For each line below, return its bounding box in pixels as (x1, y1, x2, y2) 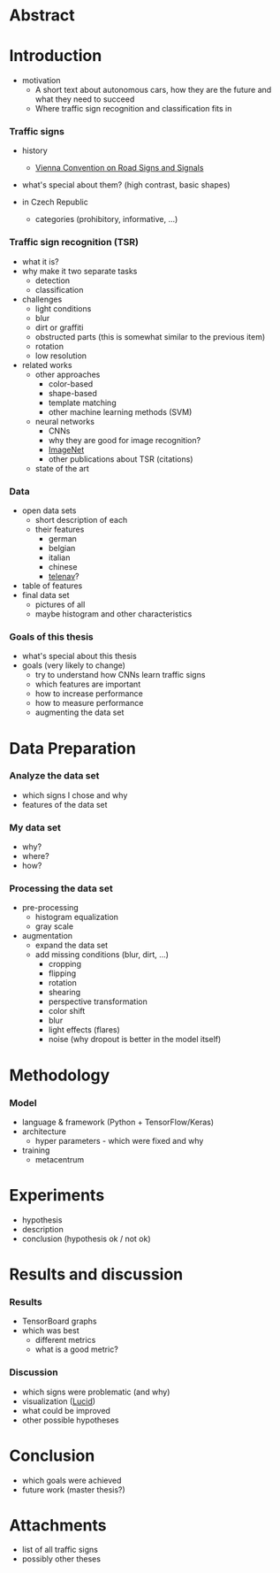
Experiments (9, 1186, 105, 1206)
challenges (21, 294, 63, 304)
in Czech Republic (21, 196, 88, 208)
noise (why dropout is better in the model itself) (48, 1034, 222, 1045)
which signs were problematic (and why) (21, 1386, 170, 1397)
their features (34, 524, 85, 535)
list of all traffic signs (21, 1545, 99, 1555)
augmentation (21, 931, 73, 941)
